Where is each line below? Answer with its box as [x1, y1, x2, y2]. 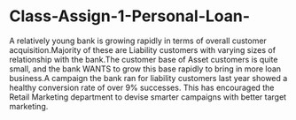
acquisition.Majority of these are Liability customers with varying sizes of [9, 44, 277, 55]
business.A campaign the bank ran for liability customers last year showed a [9, 72, 288, 83]
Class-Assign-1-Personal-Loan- [9, 6, 251, 26]
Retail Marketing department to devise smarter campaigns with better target [9, 91, 286, 102]
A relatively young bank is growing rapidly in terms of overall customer [9, 35, 268, 46]
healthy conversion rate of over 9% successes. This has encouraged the [9, 82, 275, 93]
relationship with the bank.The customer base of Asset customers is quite [9, 54, 278, 64]
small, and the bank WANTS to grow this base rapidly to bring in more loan [9, 64, 282, 74]
